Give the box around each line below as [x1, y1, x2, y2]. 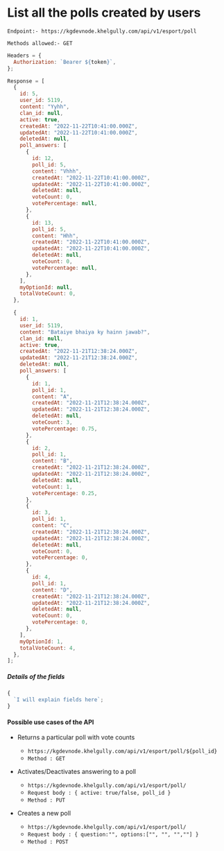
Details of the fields [7, 672, 65, 680]
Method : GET [27, 755, 66, 762]
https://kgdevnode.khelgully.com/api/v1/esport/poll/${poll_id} [27, 748, 218, 755]
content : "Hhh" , [32, 232, 79, 239]
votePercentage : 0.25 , [32, 490, 98, 497]
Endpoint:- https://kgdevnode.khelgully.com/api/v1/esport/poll [7, 28, 197, 35]
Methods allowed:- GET [7, 40, 73, 46]
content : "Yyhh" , [19, 103, 70, 110]
